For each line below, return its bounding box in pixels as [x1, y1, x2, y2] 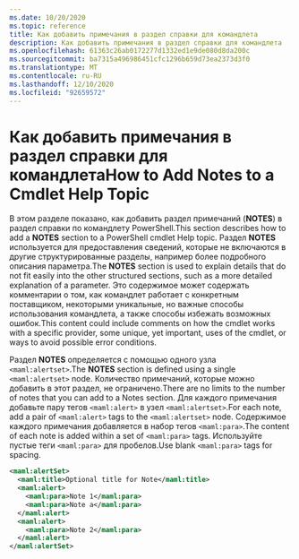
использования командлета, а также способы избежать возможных [9, 308, 271, 319]
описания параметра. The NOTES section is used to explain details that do [9, 261, 286, 271]
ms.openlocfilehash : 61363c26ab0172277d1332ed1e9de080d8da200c [9, 47, 251, 56]
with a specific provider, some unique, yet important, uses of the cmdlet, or [9, 328, 286, 339]
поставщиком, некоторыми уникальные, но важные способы [9, 299, 244, 310]
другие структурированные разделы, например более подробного [9, 252, 267, 262]
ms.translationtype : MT [9, 64, 98, 73]
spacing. [9, 450, 42, 460]
